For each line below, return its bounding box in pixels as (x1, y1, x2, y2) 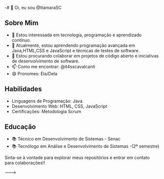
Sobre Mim (4, 19, 39, 27)
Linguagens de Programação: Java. (11, 98, 84, 104)
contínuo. (11, 37, 31, 43)
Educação (4, 123, 36, 131)
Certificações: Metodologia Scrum (11, 108, 82, 114)
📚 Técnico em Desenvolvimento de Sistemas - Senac (11, 136, 121, 142)
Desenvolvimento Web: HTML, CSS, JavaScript (11, 103, 108, 109)
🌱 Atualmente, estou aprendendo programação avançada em (11, 42, 136, 48)
